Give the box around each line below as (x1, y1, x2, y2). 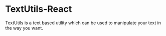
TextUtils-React (5, 3, 72, 15)
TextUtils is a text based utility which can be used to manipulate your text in (5, 20, 161, 26)
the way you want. (5, 25, 44, 31)
